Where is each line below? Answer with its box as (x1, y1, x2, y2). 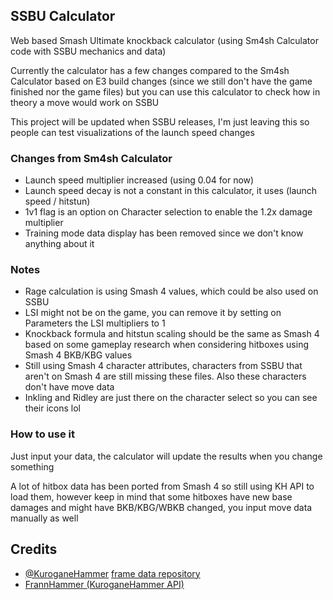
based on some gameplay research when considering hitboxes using (24, 339, 309, 351)
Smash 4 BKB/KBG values (24, 349, 133, 361)
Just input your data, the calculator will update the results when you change (10, 450, 323, 462)
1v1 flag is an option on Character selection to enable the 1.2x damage (24, 206, 313, 218)
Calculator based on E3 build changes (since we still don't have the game (10, 75, 313, 87)
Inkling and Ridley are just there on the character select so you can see (24, 392, 318, 404)
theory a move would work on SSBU (10, 96, 160, 108)
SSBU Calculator (10, 8, 116, 25)
